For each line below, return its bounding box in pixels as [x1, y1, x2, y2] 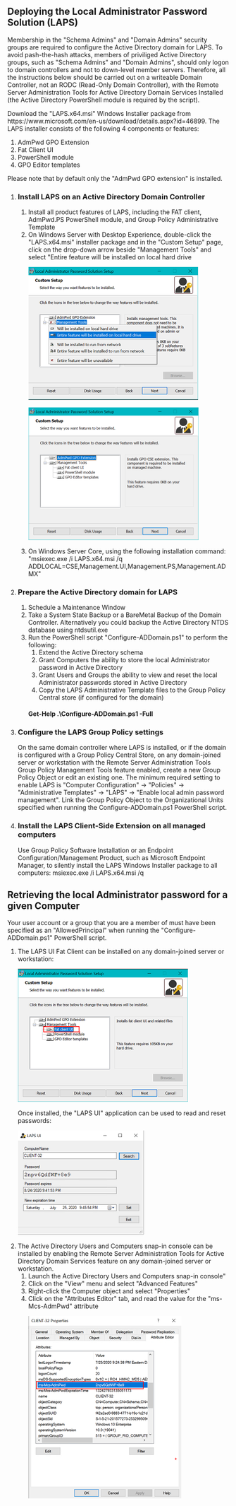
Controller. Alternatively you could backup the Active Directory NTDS [27, 618, 229, 627]
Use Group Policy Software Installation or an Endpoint [17, 846, 174, 854]
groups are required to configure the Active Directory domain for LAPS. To [7, 42, 223, 52]
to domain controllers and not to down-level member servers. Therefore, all [7, 65, 226, 73]
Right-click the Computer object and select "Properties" [27, 1287, 190, 1295]
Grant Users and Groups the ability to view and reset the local [38, 671, 218, 679]
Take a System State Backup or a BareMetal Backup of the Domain [27, 611, 222, 619]
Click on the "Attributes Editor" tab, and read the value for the [27, 1295, 206, 1303]
